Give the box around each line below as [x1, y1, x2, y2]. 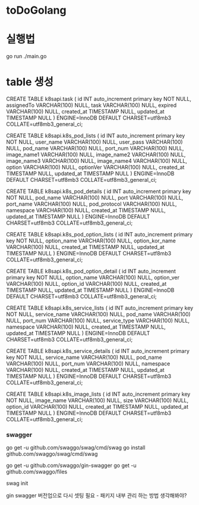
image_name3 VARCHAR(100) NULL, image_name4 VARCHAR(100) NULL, [6, 157, 187, 165]
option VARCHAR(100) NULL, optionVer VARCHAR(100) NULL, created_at [6, 164, 185, 171]
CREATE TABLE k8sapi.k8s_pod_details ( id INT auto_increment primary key [6, 188, 191, 195]
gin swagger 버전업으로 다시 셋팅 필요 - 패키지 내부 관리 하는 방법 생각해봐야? [6, 492, 187, 499]
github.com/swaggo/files [6, 468, 68, 475]
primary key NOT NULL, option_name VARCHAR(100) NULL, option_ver [6, 274, 180, 281]
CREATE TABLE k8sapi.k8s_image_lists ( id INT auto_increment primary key [6, 390, 191, 398]
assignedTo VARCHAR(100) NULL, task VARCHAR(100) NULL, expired [6, 102, 177, 109]
